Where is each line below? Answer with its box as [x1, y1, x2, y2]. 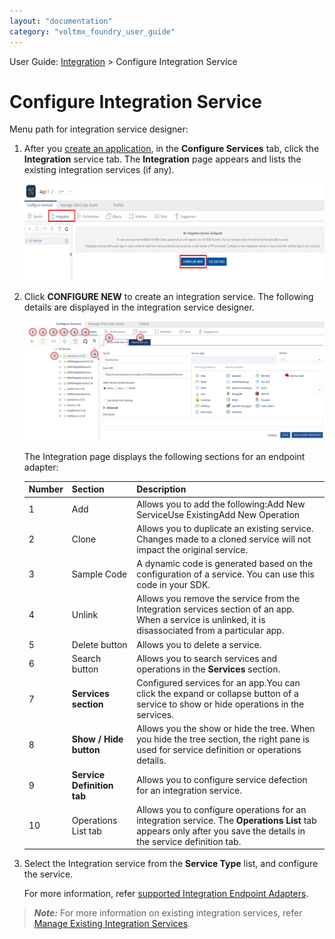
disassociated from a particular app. [136, 625, 285, 637]
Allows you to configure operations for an [136, 803, 307, 815]
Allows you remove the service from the [136, 593, 301, 605]
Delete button [71, 638, 128, 650]
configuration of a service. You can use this [136, 568, 315, 580]
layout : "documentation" [9, 16, 113, 26]
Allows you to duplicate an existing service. [136, 522, 314, 534]
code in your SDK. [136, 579, 211, 591]
